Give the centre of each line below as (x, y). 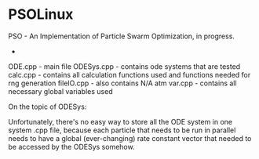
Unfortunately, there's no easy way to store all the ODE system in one (120, 121)
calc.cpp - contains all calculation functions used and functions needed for (129, 74)
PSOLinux (41, 14)
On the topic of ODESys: (47, 107)
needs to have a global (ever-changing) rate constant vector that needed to (130, 138)
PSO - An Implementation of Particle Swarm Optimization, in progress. (122, 36)
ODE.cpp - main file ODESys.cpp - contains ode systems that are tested (124, 66)
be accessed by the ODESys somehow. (71, 146)
